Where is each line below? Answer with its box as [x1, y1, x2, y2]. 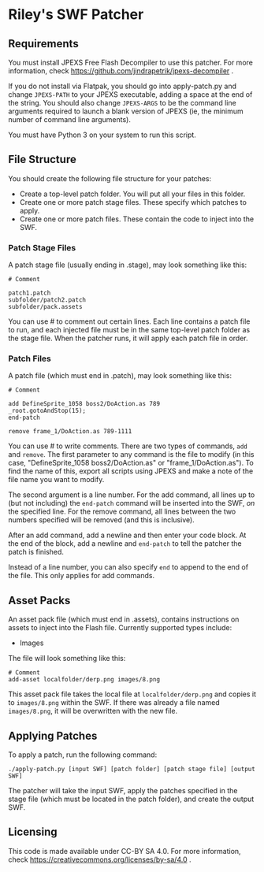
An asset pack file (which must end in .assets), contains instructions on [8, 614, 240, 624]
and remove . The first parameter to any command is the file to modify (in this [8, 450, 255, 459]
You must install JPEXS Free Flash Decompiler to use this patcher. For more [8, 58, 254, 67]
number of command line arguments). [8, 115, 132, 124]
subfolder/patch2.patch [8, 296, 87, 304]
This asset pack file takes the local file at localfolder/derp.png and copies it [8, 689, 257, 699]
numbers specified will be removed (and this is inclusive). [8, 515, 195, 525]
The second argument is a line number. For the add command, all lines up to [8, 490, 255, 499]
